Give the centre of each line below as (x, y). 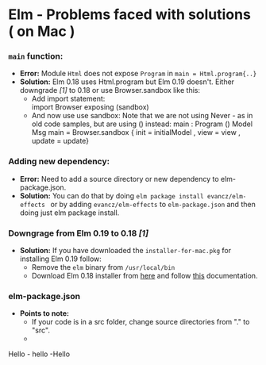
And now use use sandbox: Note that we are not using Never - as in (142, 116)
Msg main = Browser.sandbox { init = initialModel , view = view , (136, 133)
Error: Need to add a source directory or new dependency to (120, 179)
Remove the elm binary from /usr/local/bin (103, 267)
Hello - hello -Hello (39, 354)
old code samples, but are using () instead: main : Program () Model (142, 124)
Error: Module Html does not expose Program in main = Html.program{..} (138, 74)
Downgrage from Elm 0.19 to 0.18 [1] (79, 233)
